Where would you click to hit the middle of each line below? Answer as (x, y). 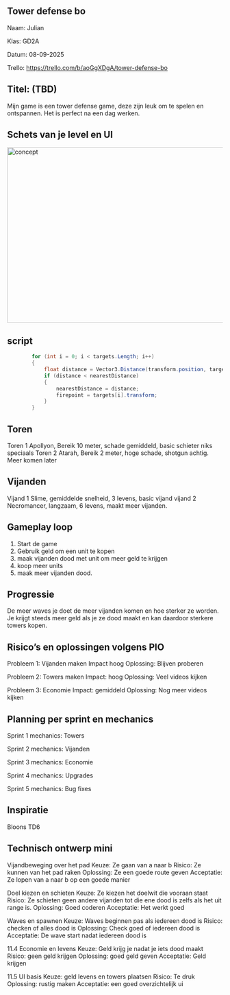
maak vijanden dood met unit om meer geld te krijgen (92, 558)
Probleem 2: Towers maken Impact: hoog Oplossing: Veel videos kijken (107, 677)
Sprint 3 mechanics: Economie (50, 762)
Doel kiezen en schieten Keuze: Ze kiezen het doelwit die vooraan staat (107, 893)
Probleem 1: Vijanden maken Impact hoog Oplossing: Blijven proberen (105, 664)
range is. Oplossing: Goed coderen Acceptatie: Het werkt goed (96, 907)
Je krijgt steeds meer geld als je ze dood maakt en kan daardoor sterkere (110, 618)
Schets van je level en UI (60, 135)
